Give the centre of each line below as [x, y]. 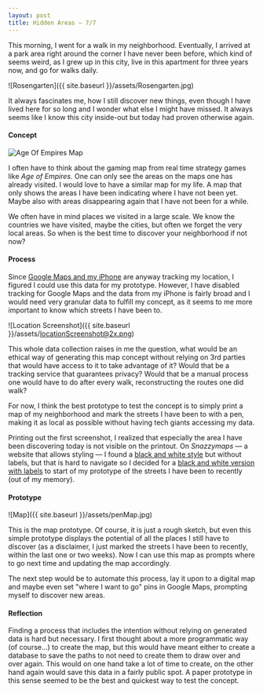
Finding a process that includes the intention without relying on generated [128, 631]
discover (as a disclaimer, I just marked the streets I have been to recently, [128, 547]
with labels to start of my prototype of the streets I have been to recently [125, 471]
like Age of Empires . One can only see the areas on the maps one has [121, 176]
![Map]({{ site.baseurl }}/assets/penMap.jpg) [80, 515]
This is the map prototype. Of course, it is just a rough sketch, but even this [130, 530]
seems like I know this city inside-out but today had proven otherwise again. [131, 117]
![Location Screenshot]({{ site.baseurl [69, 325]
